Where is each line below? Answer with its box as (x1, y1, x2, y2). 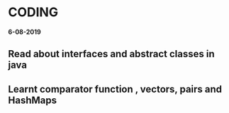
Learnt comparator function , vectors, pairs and (8, 83, 223, 95)
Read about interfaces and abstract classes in (8, 48, 215, 60)
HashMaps (8, 94, 57, 106)
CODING (8, 4, 59, 20)
